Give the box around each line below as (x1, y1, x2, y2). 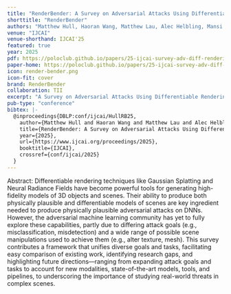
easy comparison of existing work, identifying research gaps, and (7, 250, 193, 258)
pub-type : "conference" (7, 100, 76, 107)
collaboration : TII (7, 87, 63, 94)
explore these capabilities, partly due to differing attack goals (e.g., (7, 220, 197, 228)
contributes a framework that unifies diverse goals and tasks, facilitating (7, 242, 212, 251)
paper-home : (7, 61, 41, 68)
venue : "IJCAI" (7, 29, 51, 37)
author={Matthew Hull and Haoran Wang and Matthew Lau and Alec (19, 119, 208, 126)
